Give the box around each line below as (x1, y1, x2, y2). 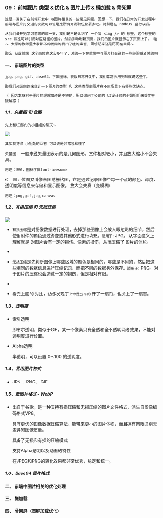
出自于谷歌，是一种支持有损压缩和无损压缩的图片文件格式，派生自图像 (12, 405, 153, 410)
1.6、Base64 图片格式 (5, 470, 50, 476)
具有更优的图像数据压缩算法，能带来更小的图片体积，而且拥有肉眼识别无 (12, 421, 157, 427)
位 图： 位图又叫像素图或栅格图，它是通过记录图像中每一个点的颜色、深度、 (5, 177, 158, 182)
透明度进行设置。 (12, 333, 47, 338)
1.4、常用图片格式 (5, 366, 41, 371)
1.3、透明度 (5, 303, 28, 309)
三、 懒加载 (5, 495, 28, 501)
